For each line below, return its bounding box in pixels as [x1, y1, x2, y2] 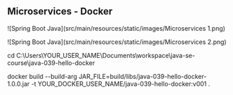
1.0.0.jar [7, 80, 30, 88]
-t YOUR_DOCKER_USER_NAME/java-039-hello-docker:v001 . [31, 80, 211, 88]
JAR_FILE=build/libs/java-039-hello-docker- [78, 72, 207, 80]
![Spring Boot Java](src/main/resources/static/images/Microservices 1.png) [7, 24, 226, 32]
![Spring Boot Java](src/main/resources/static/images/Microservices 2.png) [7, 38, 227, 46]
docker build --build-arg [7, 72, 77, 80]
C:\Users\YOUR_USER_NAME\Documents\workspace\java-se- [16, 51, 195, 59]
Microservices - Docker [7, 6, 113, 17]
